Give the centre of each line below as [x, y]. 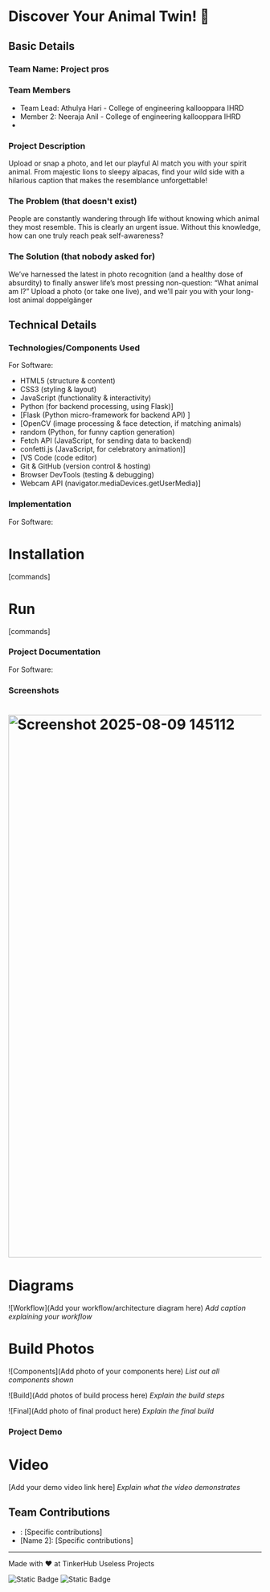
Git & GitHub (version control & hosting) [85, 466]
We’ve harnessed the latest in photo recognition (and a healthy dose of [126, 274]
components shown [41, 1379]
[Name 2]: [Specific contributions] [77, 1540]
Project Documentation [55, 652]
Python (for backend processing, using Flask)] [97, 407]
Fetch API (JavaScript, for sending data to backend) [106, 440]
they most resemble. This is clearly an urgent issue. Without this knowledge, [135, 227]
